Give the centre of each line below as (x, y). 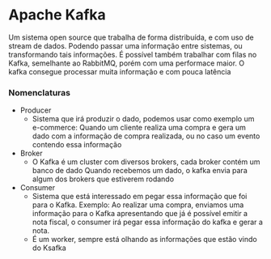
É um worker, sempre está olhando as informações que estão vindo (144, 240)
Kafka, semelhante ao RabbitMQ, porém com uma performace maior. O (127, 63)
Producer (36, 110)
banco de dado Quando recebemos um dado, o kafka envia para (140, 171)
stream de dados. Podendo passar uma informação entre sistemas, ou (125, 45)
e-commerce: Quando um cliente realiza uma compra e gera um (139, 128)
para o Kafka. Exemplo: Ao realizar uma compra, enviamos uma (138, 205)
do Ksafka (49, 248)
